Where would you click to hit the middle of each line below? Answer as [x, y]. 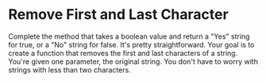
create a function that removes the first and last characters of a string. [123, 53]
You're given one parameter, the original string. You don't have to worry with [133, 61]
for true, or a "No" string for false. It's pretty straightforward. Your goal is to [131, 44]
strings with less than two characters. [69, 69]
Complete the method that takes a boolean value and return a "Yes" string [129, 36]
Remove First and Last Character [118, 15]
